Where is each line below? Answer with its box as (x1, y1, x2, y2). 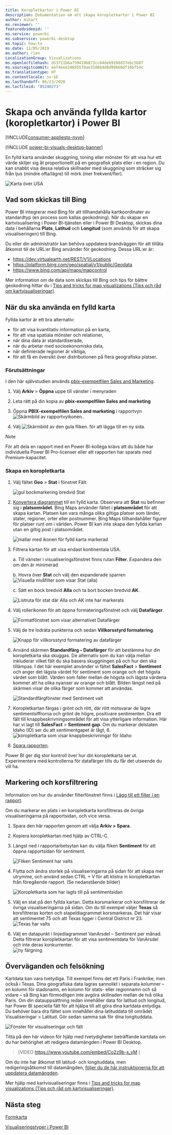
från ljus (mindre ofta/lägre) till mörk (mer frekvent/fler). (5, 170, 123, 176)
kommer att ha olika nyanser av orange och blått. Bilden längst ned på (12, 679, 161, 686)
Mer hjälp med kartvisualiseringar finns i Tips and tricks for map (5, 1080, 141, 1086)
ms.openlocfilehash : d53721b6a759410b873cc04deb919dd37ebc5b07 (5, 60, 144, 65)
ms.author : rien (5, 50, 40, 56)
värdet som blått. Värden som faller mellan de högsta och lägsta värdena (12, 674, 167, 680)
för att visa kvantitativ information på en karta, (12, 327, 110, 333)
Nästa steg (5, 1100, 41, 1109)
